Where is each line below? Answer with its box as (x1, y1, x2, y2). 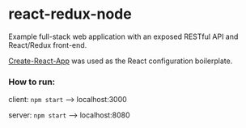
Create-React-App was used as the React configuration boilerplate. (8, 56, 233, 66)
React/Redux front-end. (8, 40, 87, 49)
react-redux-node (8, 5, 132, 23)
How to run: (8, 76, 56, 87)
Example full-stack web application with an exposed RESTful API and (8, 32, 239, 41)
